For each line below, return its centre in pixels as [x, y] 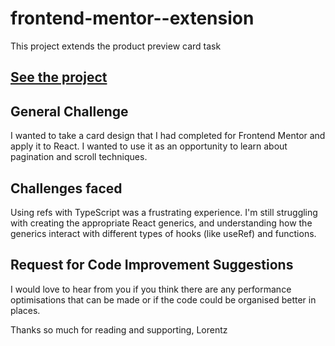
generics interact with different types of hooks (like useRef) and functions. [163, 233]
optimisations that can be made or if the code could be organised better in [163, 299]
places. [25, 310]
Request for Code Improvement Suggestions [152, 265]
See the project [59, 77]
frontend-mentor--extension [132, 18]
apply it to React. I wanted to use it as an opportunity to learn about [149, 146]
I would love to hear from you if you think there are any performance [151, 289]
